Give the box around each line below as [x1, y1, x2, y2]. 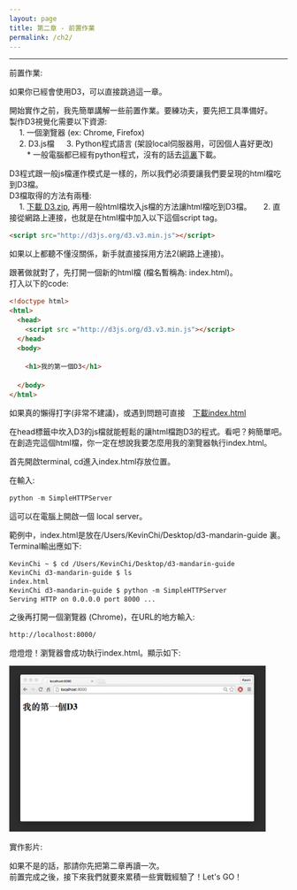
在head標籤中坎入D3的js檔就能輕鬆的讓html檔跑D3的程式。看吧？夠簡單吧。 [9, 426, 287, 437]
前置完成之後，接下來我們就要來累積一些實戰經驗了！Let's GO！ [9, 871, 243, 882]
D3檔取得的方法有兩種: [9, 190, 92, 201]
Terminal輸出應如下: [9, 541, 82, 551]
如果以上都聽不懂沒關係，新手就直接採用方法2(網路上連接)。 [9, 249, 229, 259]
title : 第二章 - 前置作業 [9, 23, 95, 33]
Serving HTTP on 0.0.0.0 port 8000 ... [9, 595, 156, 603]
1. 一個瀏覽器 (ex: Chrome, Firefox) [19, 127, 145, 138]
